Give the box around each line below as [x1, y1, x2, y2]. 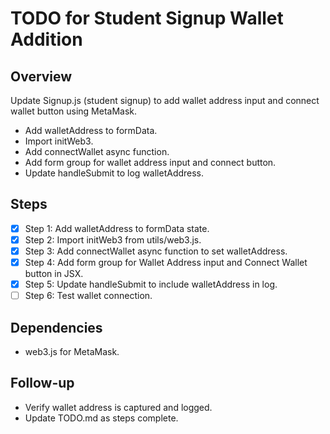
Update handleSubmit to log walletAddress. [24, 167, 205, 179]
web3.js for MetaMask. [24, 346, 120, 357]
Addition [10, 28, 83, 51]
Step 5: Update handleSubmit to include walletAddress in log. [24, 278, 278, 291]
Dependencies [10, 319, 103, 336]
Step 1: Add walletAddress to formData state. [24, 222, 210, 234]
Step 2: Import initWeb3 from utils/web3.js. [24, 233, 202, 246]
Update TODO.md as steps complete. [24, 412, 179, 424]
